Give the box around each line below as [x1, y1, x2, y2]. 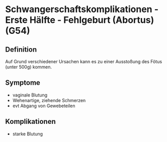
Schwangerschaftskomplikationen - [5, 4, 158, 15]
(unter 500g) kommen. [5, 64, 52, 70]
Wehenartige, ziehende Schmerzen [12, 97, 86, 103]
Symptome [5, 78, 40, 87]
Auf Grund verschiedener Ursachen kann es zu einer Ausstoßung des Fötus [5, 59, 162, 64]
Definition [5, 45, 37, 54]
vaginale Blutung [12, 92, 48, 98]
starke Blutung [12, 130, 43, 137]
